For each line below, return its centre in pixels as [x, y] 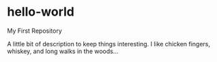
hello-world [41, 12]
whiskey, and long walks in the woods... [63, 51]
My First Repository [35, 31]
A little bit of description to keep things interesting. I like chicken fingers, [108, 44]
